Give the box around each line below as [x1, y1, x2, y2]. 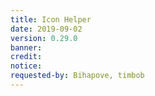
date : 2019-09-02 [10, 24, 83, 34]
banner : [10, 42, 43, 53]
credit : [10, 52, 43, 62]
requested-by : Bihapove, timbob [10, 71, 145, 81]
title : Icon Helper [10, 14, 92, 25]
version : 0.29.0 [10, 33, 78, 43]
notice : [10, 61, 43, 71]
